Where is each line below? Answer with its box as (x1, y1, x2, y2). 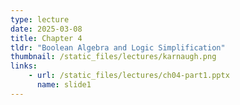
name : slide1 (36, 80, 92, 90)
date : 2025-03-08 (10, 24, 83, 34)
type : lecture (10, 14, 70, 25)
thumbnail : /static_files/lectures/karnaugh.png (10, 52, 217, 62)
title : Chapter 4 (10, 33, 83, 43)
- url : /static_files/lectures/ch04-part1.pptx (28, 71, 230, 81)
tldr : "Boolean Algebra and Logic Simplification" (10, 42, 226, 53)
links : (10, 61, 38, 71)
